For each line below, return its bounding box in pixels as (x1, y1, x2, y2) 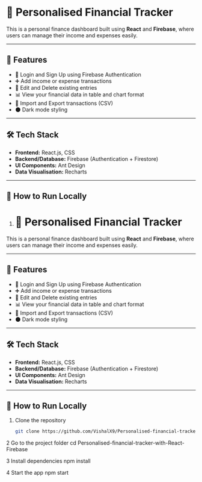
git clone (14, 428, 40, 434)
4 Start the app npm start (6, 469, 69, 477)
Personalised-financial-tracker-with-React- (78, 439, 185, 446)
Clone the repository (14, 417, 66, 424)
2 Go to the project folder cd (6, 439, 77, 446)
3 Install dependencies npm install (6, 457, 91, 465)
